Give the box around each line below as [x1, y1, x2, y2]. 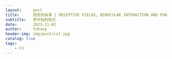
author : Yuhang [5, 27, 47, 32]
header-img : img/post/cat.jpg [5, 31, 70, 36]
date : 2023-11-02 [5, 22, 56, 27]
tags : [5, 41, 17, 46]
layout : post [5, 7, 43, 13]
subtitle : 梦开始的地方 [5, 17, 56, 22]
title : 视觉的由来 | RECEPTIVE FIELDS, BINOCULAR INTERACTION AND [5, 12, 158, 17]
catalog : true [5, 36, 36, 42]
